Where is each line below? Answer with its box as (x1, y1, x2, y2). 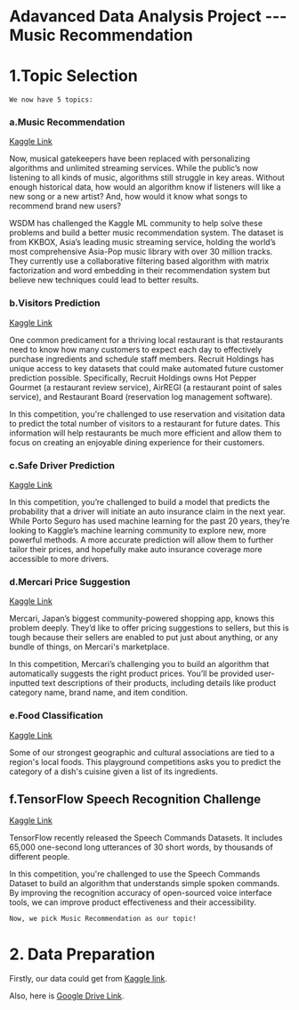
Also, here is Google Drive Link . (9, 990, 125, 1001)
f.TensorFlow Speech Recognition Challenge (9, 792, 261, 807)
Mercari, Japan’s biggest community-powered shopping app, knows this (9, 613, 275, 624)
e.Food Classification (9, 710, 104, 722)
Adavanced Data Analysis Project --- (9, 6, 287, 27)
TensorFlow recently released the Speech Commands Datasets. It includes (9, 833, 283, 843)
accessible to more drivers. (9, 554, 109, 565)
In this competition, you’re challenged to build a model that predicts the (9, 497, 271, 508)
